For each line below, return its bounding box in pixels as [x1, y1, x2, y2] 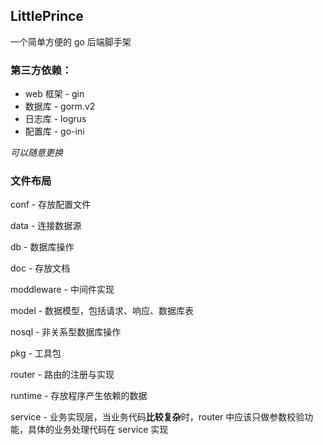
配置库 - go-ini [24, 125, 85, 138]
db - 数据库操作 [10, 241, 75, 253]
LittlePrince [10, 8, 84, 25]
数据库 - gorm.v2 [24, 100, 96, 113]
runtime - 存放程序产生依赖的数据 [10, 390, 148, 402]
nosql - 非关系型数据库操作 [10, 326, 122, 338]
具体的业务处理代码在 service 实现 [27, 424, 169, 436]
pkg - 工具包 [10, 347, 62, 359]
